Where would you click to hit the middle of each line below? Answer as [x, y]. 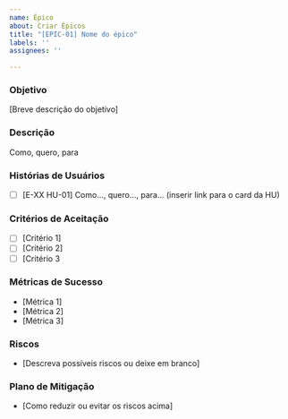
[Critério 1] [42, 238]
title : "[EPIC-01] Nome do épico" [74, 34]
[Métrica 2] [43, 311]
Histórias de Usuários [57, 175]
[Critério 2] [42, 248]
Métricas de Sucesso [56, 282]
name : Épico [31, 17]
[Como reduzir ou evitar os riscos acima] [97, 406]
